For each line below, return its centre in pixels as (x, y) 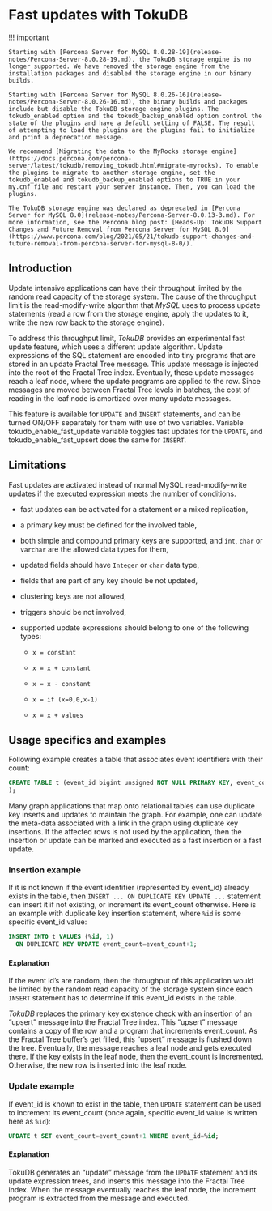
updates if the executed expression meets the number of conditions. (122, 493)
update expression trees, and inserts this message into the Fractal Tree (127, 1181)
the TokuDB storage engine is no (195, 59)
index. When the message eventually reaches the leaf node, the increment (132, 1189)
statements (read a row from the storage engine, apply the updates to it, (129, 313)
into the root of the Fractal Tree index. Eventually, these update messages (132, 372)
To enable (242, 165)
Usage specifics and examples (87, 740)
